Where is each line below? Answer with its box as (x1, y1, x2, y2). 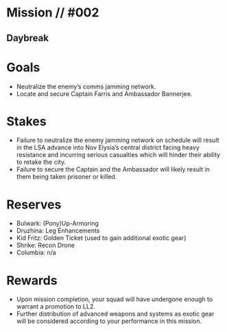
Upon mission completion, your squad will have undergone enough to (16, 295, 213, 303)
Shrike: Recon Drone (16, 241, 75, 250)
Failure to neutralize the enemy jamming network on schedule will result (16, 136, 220, 145)
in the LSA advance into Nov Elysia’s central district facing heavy (16, 143, 200, 152)
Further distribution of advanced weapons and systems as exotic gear (16, 310, 215, 318)
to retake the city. (16, 158, 67, 166)
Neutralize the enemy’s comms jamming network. (16, 82, 156, 91)
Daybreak (6, 32, 49, 44)
